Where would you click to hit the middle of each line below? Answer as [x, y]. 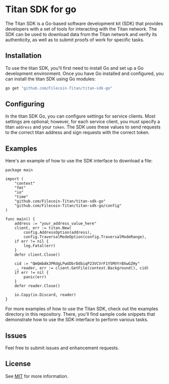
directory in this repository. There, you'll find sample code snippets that [80, 314]
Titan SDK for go [41, 9]
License [18, 364]
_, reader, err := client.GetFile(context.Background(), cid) [82, 268]
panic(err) [35, 277]
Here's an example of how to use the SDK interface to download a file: [79, 161]
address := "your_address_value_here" [55, 224]
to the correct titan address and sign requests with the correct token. [78, 132]
